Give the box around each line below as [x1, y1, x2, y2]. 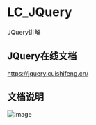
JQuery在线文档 [7, 50, 77, 62]
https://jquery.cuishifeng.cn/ [7, 69, 89, 77]
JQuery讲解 [7, 28, 41, 36]
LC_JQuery [7, 4, 72, 20]
